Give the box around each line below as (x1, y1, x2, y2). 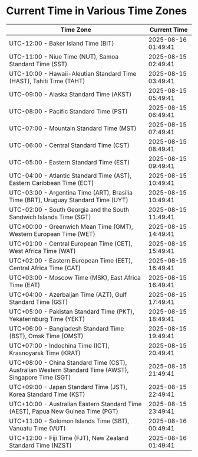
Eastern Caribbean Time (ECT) (9, 179, 94, 187)
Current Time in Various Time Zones (6, 4, 187, 18)
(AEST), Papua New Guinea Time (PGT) (9, 407, 119, 415)
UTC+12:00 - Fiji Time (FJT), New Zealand (9, 433, 128, 442)
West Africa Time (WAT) (9, 247, 77, 255)
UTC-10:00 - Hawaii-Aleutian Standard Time (9, 69, 137, 77)
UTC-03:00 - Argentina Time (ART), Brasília (9, 188, 133, 196)
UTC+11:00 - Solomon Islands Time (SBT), (9, 417, 130, 425)
